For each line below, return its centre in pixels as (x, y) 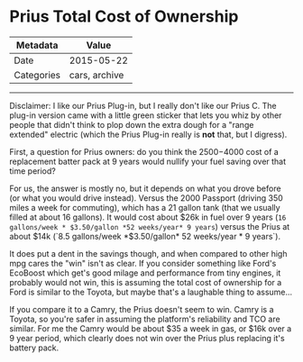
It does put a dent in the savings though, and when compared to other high (148, 253)
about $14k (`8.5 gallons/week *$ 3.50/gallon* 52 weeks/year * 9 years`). (145, 236)
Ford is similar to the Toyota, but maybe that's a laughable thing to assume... (151, 292)
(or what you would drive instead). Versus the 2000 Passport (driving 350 (147, 198)
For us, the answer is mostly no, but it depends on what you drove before (145, 188)
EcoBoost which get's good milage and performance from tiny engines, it (145, 273)
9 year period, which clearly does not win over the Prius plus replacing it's (147, 338)
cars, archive (96, 75)
